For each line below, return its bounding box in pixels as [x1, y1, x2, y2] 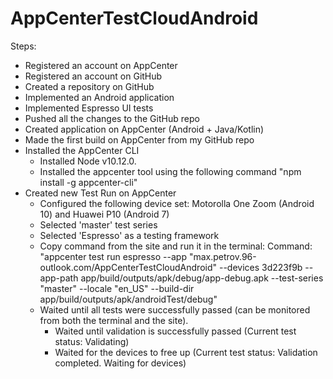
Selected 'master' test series [39, 218, 158, 231]
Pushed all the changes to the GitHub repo [24, 112, 200, 124]
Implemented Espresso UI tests [24, 102, 154, 114]
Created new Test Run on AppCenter [24, 187, 177, 199]
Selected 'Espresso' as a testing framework [39, 229, 220, 241]
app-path [39, 272, 79, 284]
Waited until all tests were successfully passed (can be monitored [39, 303, 311, 316]
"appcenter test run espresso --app [39, 250, 187, 262]
